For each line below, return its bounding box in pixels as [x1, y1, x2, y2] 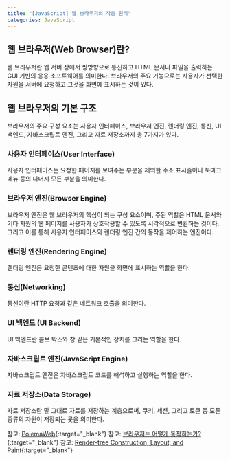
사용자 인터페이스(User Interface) [7, 149, 115, 159]
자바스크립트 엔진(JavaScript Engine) [7, 354, 128, 363]
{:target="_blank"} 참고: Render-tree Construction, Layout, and [7, 438, 184, 447]
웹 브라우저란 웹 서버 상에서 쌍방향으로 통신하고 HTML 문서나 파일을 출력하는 [7, 63, 213, 71]
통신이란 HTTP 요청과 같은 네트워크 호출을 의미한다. [7, 300, 146, 308]
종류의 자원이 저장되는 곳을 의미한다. [7, 415, 104, 423]
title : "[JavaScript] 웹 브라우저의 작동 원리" [7, 10, 132, 17]
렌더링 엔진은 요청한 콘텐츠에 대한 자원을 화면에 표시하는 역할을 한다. [7, 264, 190, 272]
